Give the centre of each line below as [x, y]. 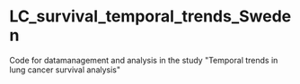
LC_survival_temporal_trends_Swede [150, 17]
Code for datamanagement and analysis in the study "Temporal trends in [144, 60]
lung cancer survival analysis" [65, 70]
